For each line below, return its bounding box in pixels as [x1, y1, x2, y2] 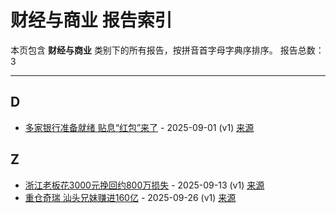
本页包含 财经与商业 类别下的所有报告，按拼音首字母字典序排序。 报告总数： [10, 44, 325, 56]
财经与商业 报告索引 [10, 9, 173, 32]
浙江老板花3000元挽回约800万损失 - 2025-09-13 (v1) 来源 [24, 179, 265, 191]
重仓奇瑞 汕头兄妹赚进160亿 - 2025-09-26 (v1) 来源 [24, 191, 237, 203]
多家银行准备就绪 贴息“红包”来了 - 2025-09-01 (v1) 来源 [24, 121, 255, 133]
